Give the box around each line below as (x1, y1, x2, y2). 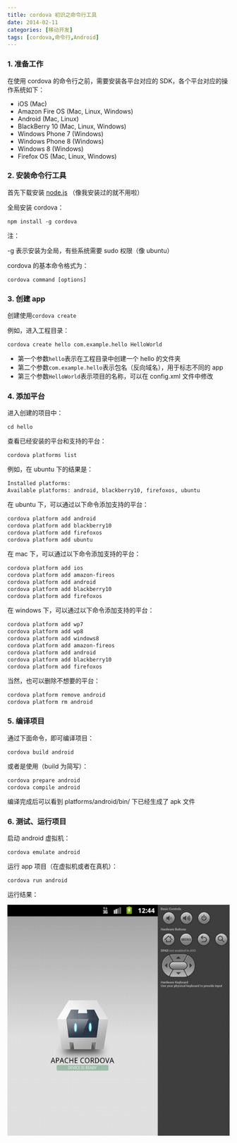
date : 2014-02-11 (7, 18, 59, 26)
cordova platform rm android (7, 699, 93, 706)
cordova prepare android (7, 776, 80, 784)
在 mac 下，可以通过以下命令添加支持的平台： (7, 550, 141, 558)
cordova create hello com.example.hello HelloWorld (7, 341, 162, 348)
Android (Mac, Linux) (17, 114, 79, 123)
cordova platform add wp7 (7, 621, 83, 628)
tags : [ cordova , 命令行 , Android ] (7, 34, 99, 41)
